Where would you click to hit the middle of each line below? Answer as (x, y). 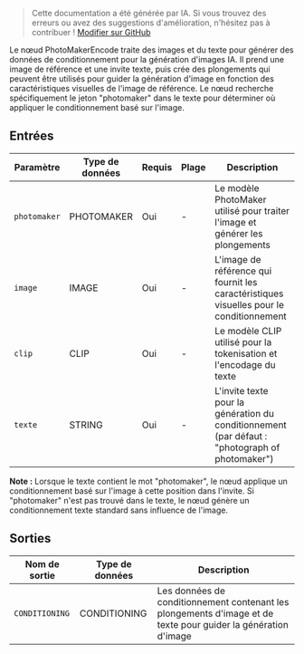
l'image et (236, 222)
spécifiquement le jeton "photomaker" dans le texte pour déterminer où (142, 98)
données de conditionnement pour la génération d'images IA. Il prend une (147, 59)
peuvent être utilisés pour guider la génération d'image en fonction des (142, 79)
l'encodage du (245, 364)
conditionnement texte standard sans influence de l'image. (119, 510)
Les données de (191, 591)
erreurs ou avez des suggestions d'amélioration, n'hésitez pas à (151, 23)
